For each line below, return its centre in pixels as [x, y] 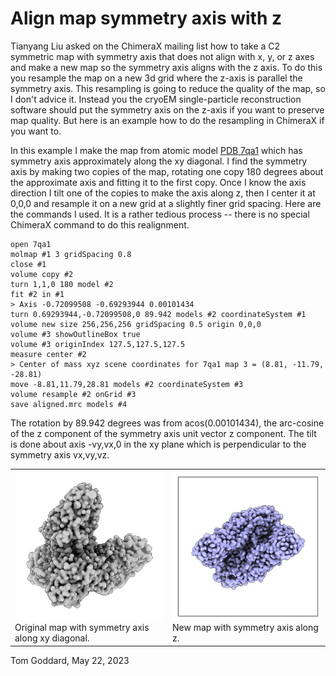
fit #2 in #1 [37, 294]
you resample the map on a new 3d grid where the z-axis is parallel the [156, 78]
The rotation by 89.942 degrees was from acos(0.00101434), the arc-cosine [167, 423]
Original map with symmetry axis [82, 628]
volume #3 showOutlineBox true [75, 334]
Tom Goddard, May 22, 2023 [70, 660]
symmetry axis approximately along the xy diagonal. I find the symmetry [159, 161]
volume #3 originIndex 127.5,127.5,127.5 [98, 344]
